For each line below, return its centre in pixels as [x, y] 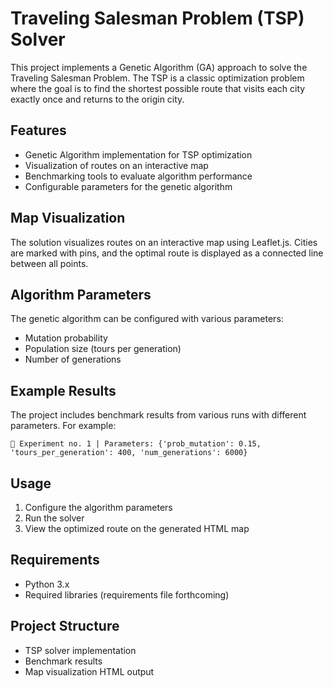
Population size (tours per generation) [103, 349]
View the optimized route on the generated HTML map [137, 528]
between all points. [49, 263]
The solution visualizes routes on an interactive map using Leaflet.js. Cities [164, 242]
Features [38, 130]
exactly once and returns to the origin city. [97, 99]
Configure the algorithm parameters [98, 507]
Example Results [63, 390]
